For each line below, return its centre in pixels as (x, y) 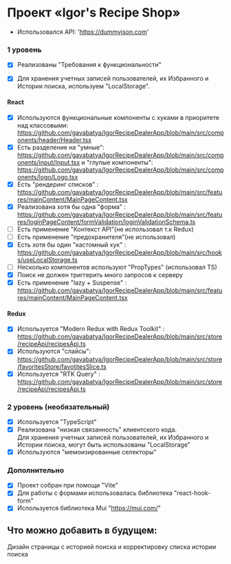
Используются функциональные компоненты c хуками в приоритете (118, 117)
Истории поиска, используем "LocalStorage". (83, 86)
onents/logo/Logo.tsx (47, 177)
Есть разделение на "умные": (60, 147)
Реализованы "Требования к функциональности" (89, 65)
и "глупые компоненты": (117, 162)
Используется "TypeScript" (57, 421)
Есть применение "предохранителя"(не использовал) (96, 236)
